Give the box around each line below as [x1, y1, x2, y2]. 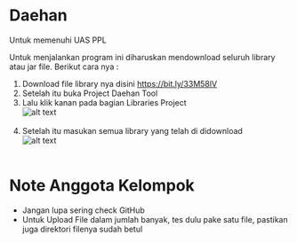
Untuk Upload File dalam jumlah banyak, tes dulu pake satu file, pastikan [21, 214, 288, 224]
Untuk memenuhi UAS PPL [9, 35, 107, 45]
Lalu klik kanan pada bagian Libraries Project [21, 97, 187, 107]
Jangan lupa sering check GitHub [21, 205, 145, 216]
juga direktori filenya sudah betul [21, 223, 143, 234]
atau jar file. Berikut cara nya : [9, 61, 119, 72]
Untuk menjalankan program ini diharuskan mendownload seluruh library [9, 51, 276, 62]
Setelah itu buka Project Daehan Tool [21, 88, 158, 98]
